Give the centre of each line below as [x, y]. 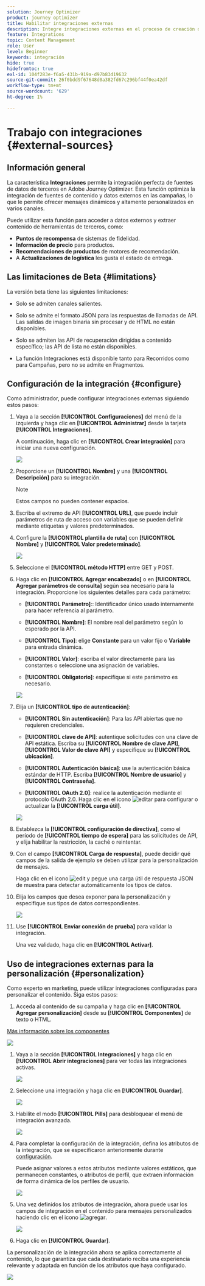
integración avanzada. [43, 1120]
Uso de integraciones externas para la [80, 964]
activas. [26, 1067]
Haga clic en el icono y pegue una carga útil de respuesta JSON [104, 878]
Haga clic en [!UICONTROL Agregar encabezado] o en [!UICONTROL [103, 579]
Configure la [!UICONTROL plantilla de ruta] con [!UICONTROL [95, 538]
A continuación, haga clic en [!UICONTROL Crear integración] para [100, 442]
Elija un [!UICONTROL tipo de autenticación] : [73, 707]
